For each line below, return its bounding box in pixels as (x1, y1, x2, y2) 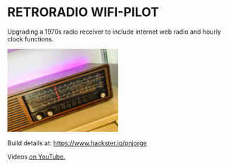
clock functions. (7, 34, 54, 43)
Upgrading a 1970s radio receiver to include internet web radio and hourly (7, 27, 222, 36)
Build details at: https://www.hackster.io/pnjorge (7, 138, 147, 147)
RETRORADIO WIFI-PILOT (7, 4, 160, 20)
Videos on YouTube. (7, 152, 65, 161)
